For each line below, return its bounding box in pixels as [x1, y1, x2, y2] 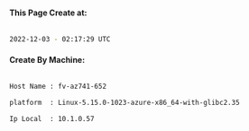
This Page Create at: [9, 7, 88, 18]
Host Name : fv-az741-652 [9, 82, 106, 92]
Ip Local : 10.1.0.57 [9, 115, 95, 124]
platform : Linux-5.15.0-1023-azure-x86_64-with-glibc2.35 [9, 99, 241, 108]
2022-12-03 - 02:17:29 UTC [9, 35, 111, 44]
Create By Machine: [9, 54, 86, 65]
